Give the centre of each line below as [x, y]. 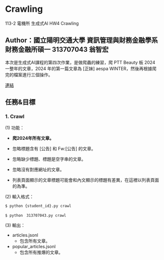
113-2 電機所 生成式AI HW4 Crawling [42, 23]
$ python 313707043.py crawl [36, 216]
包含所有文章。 [35, 241]
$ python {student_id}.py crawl [38, 206]
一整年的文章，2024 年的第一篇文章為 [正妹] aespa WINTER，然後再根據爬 [81, 68]
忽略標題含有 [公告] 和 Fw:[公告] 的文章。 [54, 149]
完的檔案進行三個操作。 [29, 74]
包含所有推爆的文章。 [41, 253]
